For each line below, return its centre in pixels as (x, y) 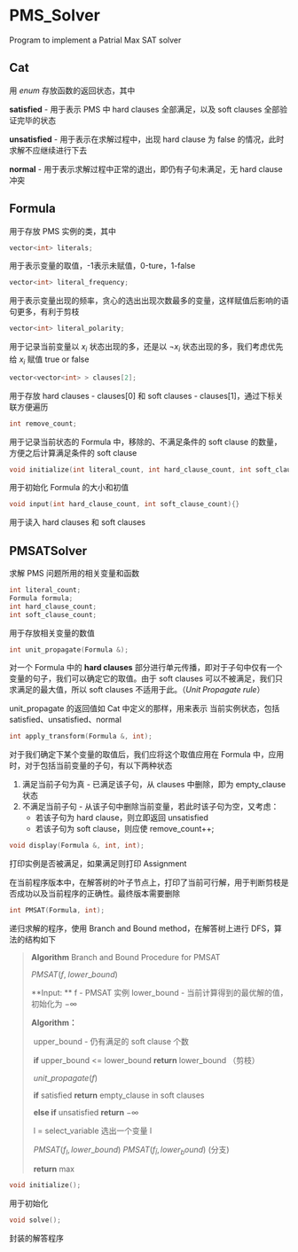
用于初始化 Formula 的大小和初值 (69, 488)
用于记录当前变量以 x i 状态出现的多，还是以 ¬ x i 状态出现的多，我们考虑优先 (146, 348)
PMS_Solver (55, 16)
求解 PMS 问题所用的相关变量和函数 (74, 574)
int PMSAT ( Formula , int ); (57, 911)
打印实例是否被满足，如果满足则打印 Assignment (98, 864)
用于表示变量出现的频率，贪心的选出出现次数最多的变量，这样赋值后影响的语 (149, 301)
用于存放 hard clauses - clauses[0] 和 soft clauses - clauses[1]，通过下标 (142, 395)
